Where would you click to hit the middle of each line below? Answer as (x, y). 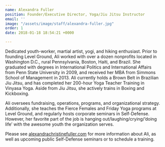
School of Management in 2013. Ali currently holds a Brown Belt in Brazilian (82, 78)
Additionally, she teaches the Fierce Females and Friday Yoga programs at (81, 108)
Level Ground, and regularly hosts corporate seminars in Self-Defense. (77, 114)
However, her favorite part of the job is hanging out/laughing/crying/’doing (81, 119)
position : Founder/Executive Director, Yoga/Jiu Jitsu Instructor (75, 14)
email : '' (15, 19)
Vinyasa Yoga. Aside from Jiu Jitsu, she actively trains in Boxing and (75, 88)
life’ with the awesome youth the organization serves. (59, 124)
